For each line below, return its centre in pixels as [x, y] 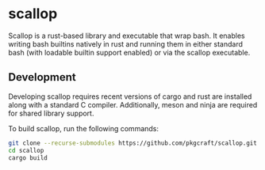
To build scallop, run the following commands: [84, 128]
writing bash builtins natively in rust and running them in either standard [126, 43]
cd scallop [26, 150]
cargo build [28, 158]
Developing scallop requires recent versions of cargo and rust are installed [130, 96]
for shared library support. [51, 113]
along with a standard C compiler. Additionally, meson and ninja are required [133, 104]
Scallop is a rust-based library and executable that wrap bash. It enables [127, 36]
